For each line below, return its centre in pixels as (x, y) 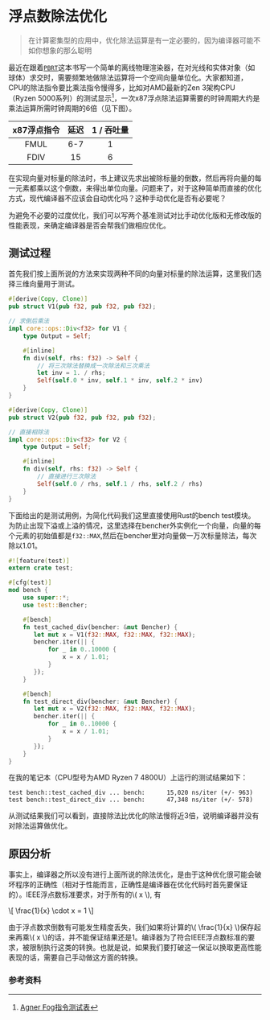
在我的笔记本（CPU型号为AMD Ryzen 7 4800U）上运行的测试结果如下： (128, 778)
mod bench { (28, 590)
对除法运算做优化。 (40, 826)
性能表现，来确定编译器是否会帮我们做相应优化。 (89, 225)
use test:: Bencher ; (55, 605)
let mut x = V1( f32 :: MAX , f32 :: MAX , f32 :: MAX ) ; (115, 635)
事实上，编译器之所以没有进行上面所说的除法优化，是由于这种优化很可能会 (131, 874)
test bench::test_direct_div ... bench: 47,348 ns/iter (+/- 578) (131, 800)
